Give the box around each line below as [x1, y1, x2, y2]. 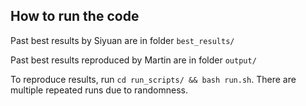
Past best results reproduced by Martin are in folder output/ [10, 54, 257, 66]
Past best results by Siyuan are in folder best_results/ [10, 34, 235, 46]
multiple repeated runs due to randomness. [10, 84, 188, 96]
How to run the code [10, 8, 140, 25]
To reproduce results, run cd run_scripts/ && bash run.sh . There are [10, 73, 297, 85]
